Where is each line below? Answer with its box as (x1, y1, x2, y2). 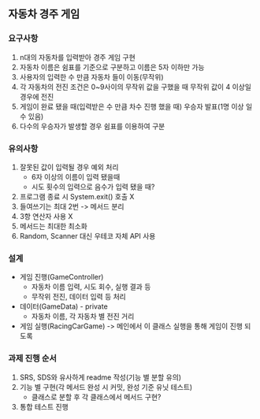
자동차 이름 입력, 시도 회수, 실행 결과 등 (31, 282, 151, 291)
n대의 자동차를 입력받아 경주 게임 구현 (19, 52, 136, 61)
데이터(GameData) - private (19, 302, 108, 311)
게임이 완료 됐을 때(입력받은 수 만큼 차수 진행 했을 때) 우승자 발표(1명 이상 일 (19, 102, 253, 111)
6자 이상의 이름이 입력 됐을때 (31, 172, 121, 181)
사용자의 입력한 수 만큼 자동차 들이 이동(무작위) (19, 72, 164, 81)
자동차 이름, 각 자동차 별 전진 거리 (31, 312, 135, 321)
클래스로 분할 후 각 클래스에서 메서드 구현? (31, 392, 162, 402)
